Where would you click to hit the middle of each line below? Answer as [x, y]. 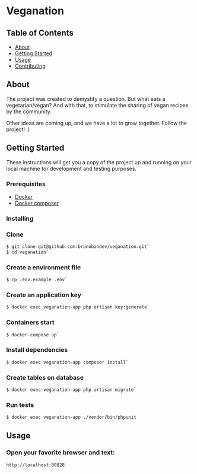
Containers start [30, 323]
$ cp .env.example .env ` [37, 280]
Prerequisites [26, 184]
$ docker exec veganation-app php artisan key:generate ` [78, 307]
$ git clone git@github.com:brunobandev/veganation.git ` [78, 247]
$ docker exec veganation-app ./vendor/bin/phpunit [71, 417]
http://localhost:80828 [36, 465]
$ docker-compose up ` [33, 335]
